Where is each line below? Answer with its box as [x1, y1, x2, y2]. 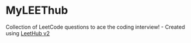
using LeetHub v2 [5, 29, 50, 36]
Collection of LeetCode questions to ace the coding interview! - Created [5, 23, 186, 30]
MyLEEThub [5, 4, 68, 17]
